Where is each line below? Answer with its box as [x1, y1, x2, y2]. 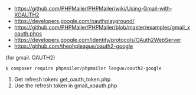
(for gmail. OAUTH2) [5, 54, 55, 61]
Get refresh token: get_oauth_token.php [14, 76, 111, 83]
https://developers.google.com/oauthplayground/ [14, 18, 135, 24]
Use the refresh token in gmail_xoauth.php [14, 82, 117, 89]
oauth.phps [14, 30, 43, 37]
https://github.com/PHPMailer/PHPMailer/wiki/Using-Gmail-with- [14, 5, 172, 12]
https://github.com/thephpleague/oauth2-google [14, 42, 133, 50]
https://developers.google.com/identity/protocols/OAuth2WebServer [14, 37, 181, 43]
